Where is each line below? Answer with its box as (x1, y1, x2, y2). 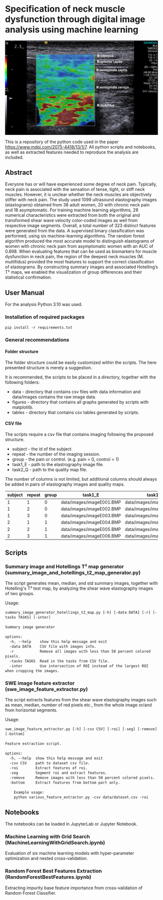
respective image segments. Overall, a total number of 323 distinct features (5, 223, 156, 228)
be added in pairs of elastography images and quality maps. (5, 481, 125, 487)
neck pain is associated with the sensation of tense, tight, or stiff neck (5, 187, 145, 192)
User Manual (5, 288, 45, 297)
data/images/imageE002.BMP (61, 506, 121, 512)
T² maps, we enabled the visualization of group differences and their (5, 269, 142, 275)
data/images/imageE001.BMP (61, 499, 121, 505)
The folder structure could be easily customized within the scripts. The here (5, 359, 157, 365)
